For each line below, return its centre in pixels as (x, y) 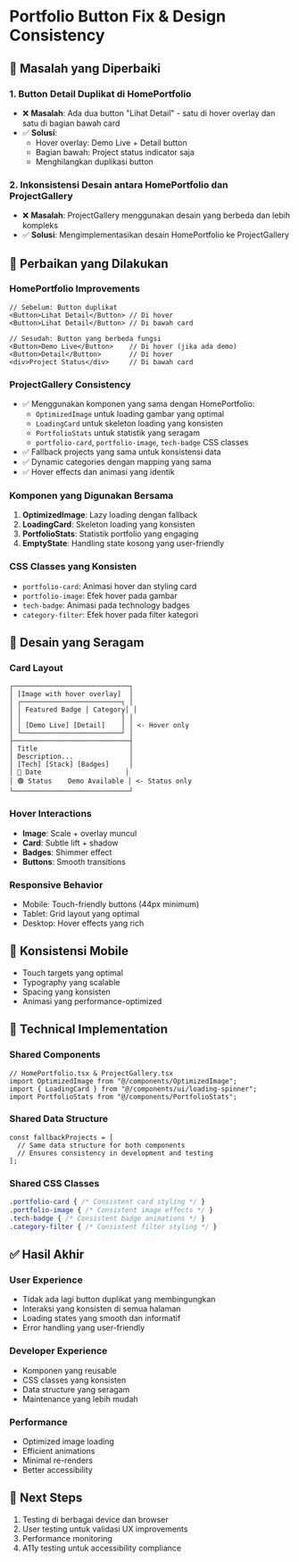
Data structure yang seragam (76, 1389)
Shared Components (55, 1055)
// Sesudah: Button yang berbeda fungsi (86, 338)
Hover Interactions (50, 814)
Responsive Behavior (56, 885)
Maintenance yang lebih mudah (80, 1399)
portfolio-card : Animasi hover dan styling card (109, 586)
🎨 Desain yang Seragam (77, 643)
